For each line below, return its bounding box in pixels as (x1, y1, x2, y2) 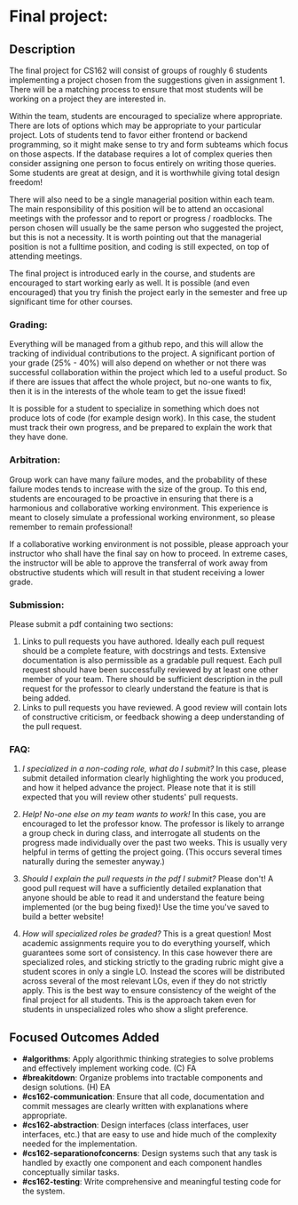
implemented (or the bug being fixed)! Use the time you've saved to (21, 902, 270, 912)
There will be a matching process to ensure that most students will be (9, 84, 263, 94)
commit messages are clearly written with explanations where (21, 1101, 248, 1111)
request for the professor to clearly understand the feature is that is (21, 683, 269, 694)
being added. (21, 692, 71, 703)
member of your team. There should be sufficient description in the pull (21, 673, 284, 684)
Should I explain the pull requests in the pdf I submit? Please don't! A (21, 873, 274, 884)
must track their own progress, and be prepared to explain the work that (9, 422, 272, 433)
